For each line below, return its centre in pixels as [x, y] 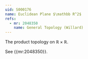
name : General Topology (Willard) [49, 28]
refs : [10, 19]
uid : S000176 [18, 10]
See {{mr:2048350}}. [26, 52]
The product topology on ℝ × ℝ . [37, 42]
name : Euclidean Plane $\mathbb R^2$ [43, 14]
